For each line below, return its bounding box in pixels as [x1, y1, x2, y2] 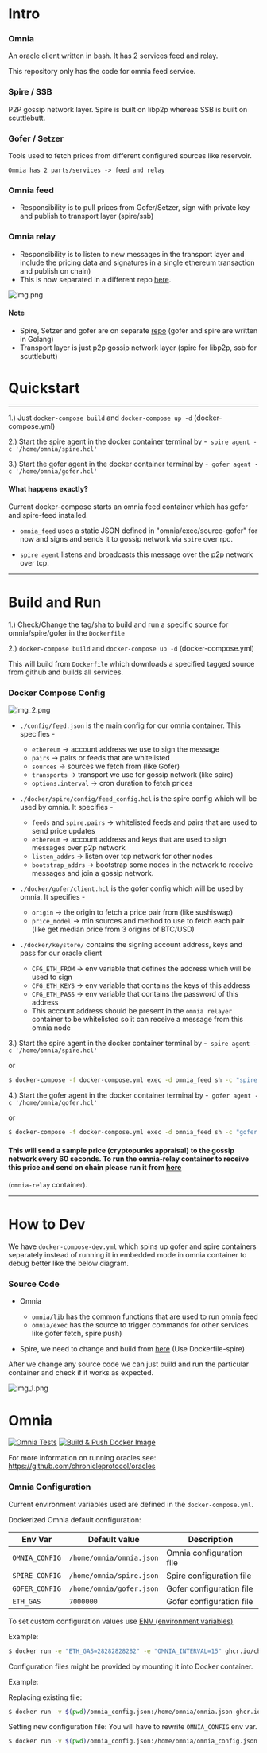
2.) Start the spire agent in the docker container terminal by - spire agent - [8, 437, 257, 446]
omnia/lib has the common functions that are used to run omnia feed [31, 1312, 258, 1321]
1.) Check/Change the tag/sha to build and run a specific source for [8, 620, 229, 629]
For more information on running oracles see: [8, 1453, 157, 1463]
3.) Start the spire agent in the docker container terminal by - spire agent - [8, 1039, 257, 1048]
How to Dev [8, 1215, 86, 1234]
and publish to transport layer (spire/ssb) [19, 212, 154, 221]
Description [188, 1533, 234, 1545]
